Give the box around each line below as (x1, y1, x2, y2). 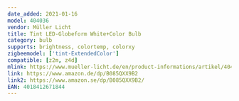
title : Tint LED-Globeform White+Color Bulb (7, 30, 142, 38)
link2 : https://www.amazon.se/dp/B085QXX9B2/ (7, 76, 144, 84)
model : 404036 (7, 17, 50, 24)
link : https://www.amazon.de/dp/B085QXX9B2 (7, 70, 139, 77)
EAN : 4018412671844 (7, 83, 65, 90)
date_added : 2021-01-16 (7, 10, 78, 18)
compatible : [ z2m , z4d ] (7, 57, 78, 64)
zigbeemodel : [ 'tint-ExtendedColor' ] (7, 51, 119, 58)
